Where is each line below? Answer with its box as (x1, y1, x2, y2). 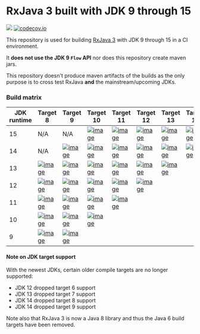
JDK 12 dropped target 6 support (14, 284, 96, 292)
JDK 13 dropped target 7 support (14, 290, 96, 298)
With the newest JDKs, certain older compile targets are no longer (6, 267, 168, 274)
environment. (6, 42, 39, 50)
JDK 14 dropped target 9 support (14, 303, 96, 311)
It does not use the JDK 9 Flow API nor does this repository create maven (6, 54, 186, 61)
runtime (9, 116, 32, 125)
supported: (6, 273, 33, 280)
